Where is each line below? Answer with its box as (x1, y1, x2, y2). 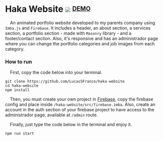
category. (5, 46, 25, 52)
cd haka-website (5, 83, 39, 88)
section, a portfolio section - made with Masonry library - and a (5, 30, 132, 36)
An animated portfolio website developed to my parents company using (9, 20, 156, 26)
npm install (5, 88, 30, 93)
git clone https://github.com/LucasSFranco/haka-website (5, 79, 125, 84)
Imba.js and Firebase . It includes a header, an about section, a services (5, 25, 151, 31)
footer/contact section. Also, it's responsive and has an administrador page (5, 35, 158, 41)
